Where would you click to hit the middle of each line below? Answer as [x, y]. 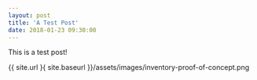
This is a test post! [38, 53]
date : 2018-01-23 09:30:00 [52, 30]
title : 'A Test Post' [44, 23]
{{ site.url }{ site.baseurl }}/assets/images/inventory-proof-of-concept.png [129, 67]
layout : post [29, 15]
